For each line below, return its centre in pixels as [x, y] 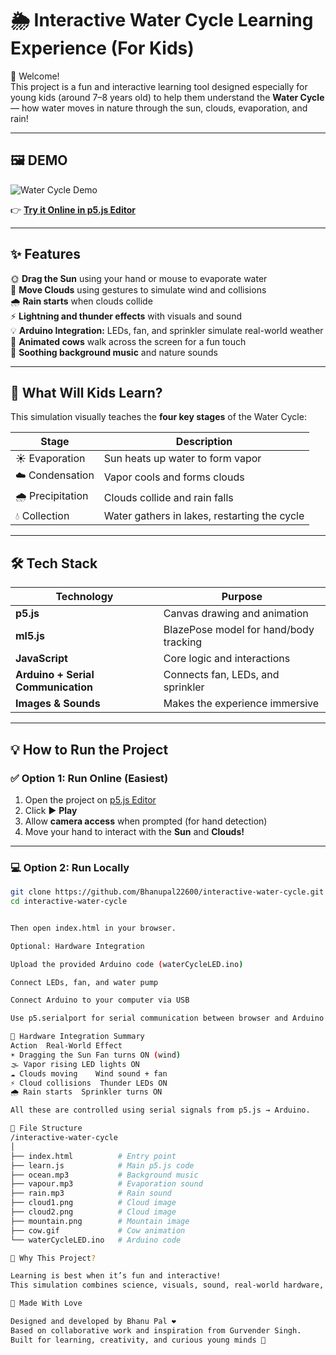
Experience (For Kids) [102, 48]
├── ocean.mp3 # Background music [104, 1175]
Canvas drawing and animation [236, 614]
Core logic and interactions [227, 659]
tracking [183, 642]
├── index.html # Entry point [93, 1156]
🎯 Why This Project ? [53, 1258]
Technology [84, 597]
